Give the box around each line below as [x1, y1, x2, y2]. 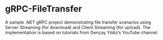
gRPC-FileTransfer [5, 3, 82, 14]
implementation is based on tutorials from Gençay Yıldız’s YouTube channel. [5, 29, 159, 35]
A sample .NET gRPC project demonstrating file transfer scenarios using [5, 19, 151, 25]
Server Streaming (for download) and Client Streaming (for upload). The [5, 24, 151, 30]
